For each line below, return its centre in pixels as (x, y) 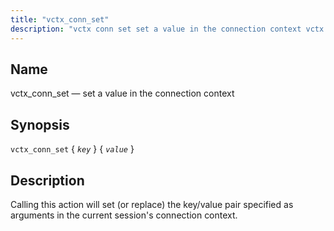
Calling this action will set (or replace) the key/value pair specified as (152, 204)
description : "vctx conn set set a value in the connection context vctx (167, 29)
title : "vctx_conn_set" (60, 19)
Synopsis (40, 124)
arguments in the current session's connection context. (124, 215)
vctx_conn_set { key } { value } (72, 149)
